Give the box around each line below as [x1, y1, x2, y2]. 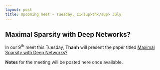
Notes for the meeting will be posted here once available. [5, 59, 123, 65]
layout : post [5, 7, 32, 12]
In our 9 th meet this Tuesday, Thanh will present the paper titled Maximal [5, 43, 155, 50]
